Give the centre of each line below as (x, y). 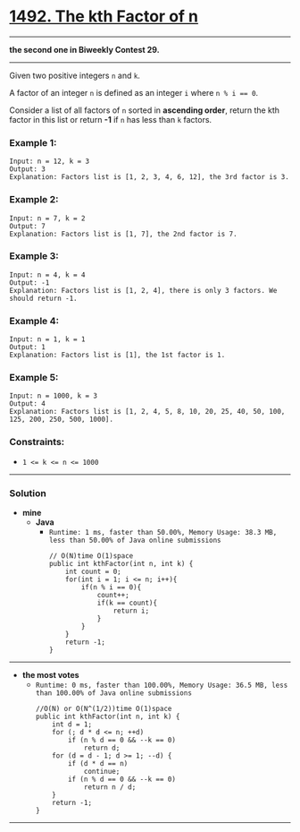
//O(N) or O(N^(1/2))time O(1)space (104, 709)
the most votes (50, 675)
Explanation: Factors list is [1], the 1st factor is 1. (117, 356)
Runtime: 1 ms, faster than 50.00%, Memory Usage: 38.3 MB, (163, 533)
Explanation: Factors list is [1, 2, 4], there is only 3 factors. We (143, 290)
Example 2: (34, 200)
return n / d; (110, 787)
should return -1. (43, 298)
